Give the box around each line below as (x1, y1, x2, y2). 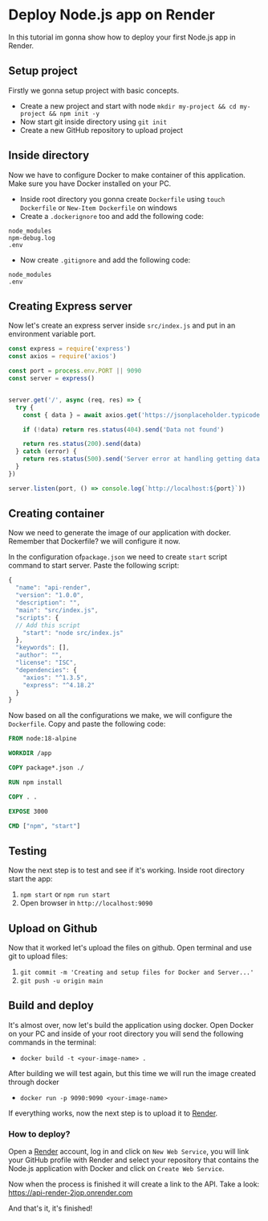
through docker (8, 1077, 60, 1087)
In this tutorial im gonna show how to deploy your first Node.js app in (8, 32, 236, 42)
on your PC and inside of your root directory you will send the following (8, 1029, 244, 1038)
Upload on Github (8, 922, 98, 935)
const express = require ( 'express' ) (8, 344, 131, 353)
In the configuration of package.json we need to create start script (8, 552, 228, 562)
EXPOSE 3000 (8, 807, 48, 815)
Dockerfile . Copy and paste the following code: (8, 719, 166, 729)
